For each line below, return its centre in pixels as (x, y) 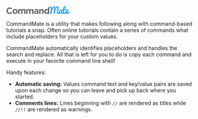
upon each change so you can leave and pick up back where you (95, 90)
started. (25, 97)
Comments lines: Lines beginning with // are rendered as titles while (100, 103)
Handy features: (26, 72)
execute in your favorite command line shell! (61, 61)
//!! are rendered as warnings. (54, 109)
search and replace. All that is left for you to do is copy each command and (99, 54)
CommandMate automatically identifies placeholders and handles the (92, 48)
